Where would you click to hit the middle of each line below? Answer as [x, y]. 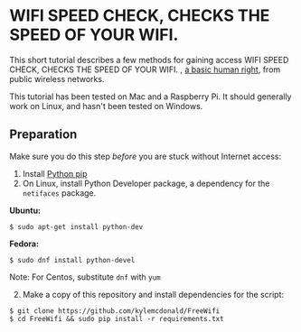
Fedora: [24, 244]
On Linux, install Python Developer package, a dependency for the [146, 183]
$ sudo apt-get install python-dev [76, 226]
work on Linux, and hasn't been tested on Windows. [106, 106]
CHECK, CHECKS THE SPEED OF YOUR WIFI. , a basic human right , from [145, 69]
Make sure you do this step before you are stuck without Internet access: [146, 156]
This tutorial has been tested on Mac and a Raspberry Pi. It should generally [150, 97]
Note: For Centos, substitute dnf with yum [85, 277]
